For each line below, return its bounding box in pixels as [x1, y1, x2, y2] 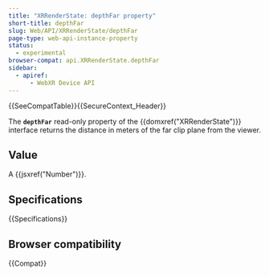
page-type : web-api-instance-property [8, 34, 138, 43]
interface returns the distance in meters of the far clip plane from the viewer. [8, 125, 261, 135]
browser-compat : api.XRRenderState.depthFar [8, 57, 160, 65]
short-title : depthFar [8, 19, 84, 27]
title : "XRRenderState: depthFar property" [8, 11, 157, 20]
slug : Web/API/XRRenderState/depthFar [8, 26, 138, 34]
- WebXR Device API [29, 79, 95, 87]
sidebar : [8, 64, 38, 72]
